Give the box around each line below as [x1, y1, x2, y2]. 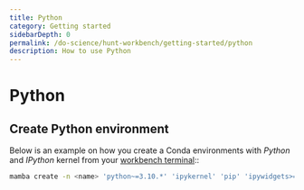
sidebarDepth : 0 [9, 30, 71, 39]
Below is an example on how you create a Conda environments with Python [9, 145, 291, 156]
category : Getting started [9, 22, 111, 31]
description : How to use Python [9, 47, 131, 56]
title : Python [9, 13, 63, 23]
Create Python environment [9, 121, 169, 136]
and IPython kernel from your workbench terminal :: [9, 155, 200, 166]
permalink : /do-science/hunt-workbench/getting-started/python [9, 38, 253, 48]
